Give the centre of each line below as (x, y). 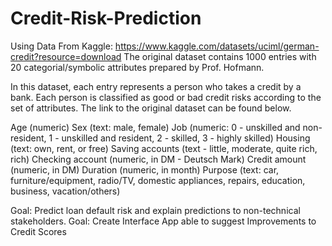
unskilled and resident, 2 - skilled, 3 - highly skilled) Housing (186, 138)
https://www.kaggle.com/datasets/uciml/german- (217, 46)
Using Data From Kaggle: (61, 46)
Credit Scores (38, 231)
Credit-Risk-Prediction (106, 18)
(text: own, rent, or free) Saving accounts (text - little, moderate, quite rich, (164, 148)
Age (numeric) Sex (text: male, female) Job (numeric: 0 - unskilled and (155, 127)
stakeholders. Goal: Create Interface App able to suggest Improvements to (163, 221)
